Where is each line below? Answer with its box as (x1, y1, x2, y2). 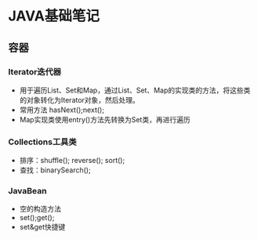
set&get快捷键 (19, 223, 66, 232)
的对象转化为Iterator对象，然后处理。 (19, 95, 140, 104)
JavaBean (8, 186, 47, 197)
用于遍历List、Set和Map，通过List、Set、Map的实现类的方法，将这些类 (19, 85, 251, 95)
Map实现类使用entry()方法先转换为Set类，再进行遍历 (19, 114, 191, 124)
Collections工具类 (8, 136, 77, 147)
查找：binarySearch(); (19, 165, 92, 175)
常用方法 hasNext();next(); (19, 105, 104, 114)
